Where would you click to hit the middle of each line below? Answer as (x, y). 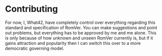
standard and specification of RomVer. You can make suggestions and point (81, 27)
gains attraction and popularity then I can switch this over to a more (73, 43)
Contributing (31, 9)
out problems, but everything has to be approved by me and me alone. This (81, 33)
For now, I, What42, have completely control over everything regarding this (80, 22)
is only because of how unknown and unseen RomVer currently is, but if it (79, 38)
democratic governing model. (35, 48)
